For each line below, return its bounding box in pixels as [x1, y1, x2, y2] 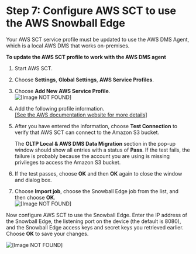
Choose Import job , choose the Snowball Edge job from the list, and [14, 187, 179, 194]
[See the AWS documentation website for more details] [14, 111, 147, 118]
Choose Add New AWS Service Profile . [14, 87, 111, 94]
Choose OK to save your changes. [6, 230, 89, 237]
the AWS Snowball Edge [6, 16, 126, 30]
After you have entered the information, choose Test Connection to [14, 122, 177, 129]
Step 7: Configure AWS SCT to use [6, 4, 177, 18]
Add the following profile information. [14, 105, 105, 112]
